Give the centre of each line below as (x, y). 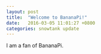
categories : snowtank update (43, 28)
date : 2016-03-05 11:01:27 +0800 (51, 23)
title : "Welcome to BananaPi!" (47, 17)
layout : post (23, 12)
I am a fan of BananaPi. (35, 46)
